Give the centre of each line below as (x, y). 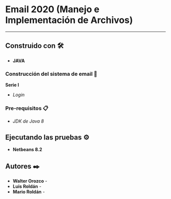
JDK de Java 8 (28, 121)
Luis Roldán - (27, 186)
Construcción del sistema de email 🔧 (51, 74)
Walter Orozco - (30, 181)
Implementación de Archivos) (69, 20)
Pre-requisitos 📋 (27, 108)
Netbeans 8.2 (27, 150)
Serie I (12, 85)
